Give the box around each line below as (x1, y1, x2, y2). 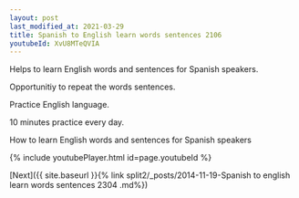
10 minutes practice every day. (9, 117, 125, 128)
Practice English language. (9, 99, 109, 110)
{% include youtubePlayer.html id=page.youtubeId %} (9, 152, 212, 163)
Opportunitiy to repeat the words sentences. (9, 81, 176, 92)
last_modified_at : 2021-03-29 (9, 22, 125, 31)
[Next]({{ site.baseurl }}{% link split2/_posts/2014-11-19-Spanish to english (9, 170, 291, 181)
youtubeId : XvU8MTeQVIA (9, 38, 100, 48)
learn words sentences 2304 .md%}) (9, 180, 149, 191)
